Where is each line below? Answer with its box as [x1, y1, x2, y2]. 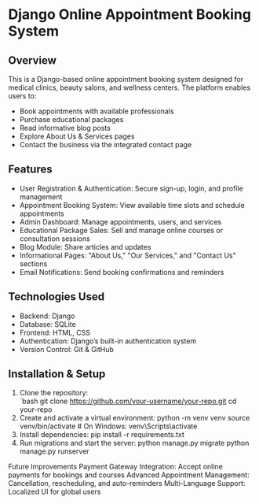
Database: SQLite [19, 319, 76, 328]
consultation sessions [19, 234, 90, 243]
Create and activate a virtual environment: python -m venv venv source [19, 413, 250, 423]
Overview [8, 54, 57, 67]
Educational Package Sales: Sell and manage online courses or [19, 225, 224, 235]
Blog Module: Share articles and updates [19, 242, 151, 251]
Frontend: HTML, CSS [19, 328, 90, 337]
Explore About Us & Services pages [19, 132, 135, 141]
